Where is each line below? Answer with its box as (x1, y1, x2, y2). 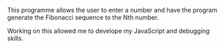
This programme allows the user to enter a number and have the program (7, 6, 218, 14)
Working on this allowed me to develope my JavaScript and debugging (7, 27, 210, 35)
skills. (7, 34, 24, 42)
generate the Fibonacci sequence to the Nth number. (7, 13, 159, 22)
